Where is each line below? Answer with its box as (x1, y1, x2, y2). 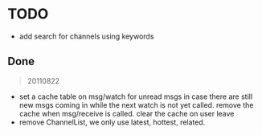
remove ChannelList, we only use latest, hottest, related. (18, 117, 206, 127)
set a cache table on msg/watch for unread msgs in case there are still (18, 92, 253, 101)
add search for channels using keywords (18, 31, 154, 41)
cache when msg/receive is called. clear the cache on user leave (18, 108, 235, 118)
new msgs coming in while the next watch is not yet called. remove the (18, 100, 254, 109)
